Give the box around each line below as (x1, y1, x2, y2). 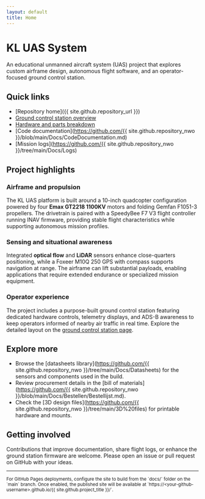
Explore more (6, 343, 58, 354)
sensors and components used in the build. (15, 373, 124, 380)
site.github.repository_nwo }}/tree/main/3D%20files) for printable (15, 405, 180, 412)
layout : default (6, 9, 48, 15)
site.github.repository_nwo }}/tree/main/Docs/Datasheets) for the (15, 367, 179, 374)
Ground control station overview (15, 114, 96, 122)
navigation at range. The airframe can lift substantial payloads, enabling (6, 265, 187, 272)
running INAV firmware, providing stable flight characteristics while (6, 216, 175, 223)
